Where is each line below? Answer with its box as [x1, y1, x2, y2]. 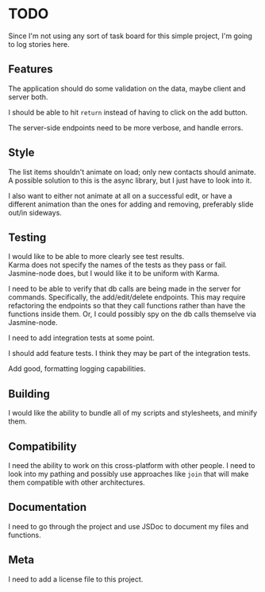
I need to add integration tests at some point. [8, 333, 155, 342]
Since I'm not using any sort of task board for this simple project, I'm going [8, 31, 252, 41]
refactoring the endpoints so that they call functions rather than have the [8, 301, 246, 311]
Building [8, 387, 50, 400]
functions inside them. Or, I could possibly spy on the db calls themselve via [8, 309, 256, 319]
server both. [8, 92, 48, 102]
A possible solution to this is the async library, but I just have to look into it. [8, 176, 252, 185]
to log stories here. [8, 39, 70, 48]
